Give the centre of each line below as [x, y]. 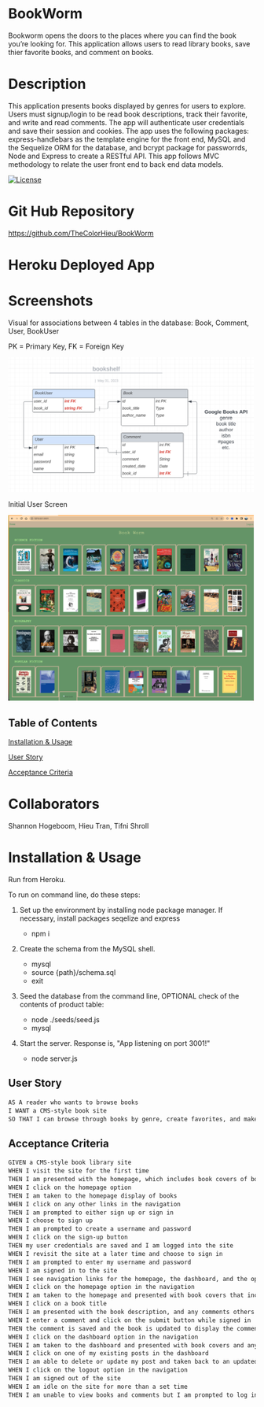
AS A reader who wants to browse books [73, 1102]
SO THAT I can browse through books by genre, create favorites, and [125, 1119]
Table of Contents [53, 723]
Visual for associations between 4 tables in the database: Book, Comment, [129, 323]
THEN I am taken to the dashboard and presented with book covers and [126, 1345]
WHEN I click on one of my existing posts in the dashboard [109, 1353]
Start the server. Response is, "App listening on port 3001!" [115, 1043]
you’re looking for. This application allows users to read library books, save [129, 43]
